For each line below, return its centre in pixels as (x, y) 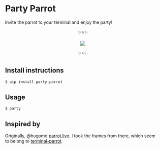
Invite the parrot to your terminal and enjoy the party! (59, 22)
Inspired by (23, 124)
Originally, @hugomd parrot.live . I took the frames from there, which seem (80, 136)
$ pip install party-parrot (34, 82)
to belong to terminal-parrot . (34, 141)
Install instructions (34, 70)
